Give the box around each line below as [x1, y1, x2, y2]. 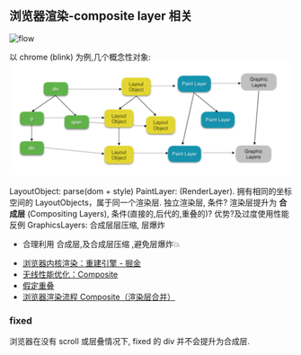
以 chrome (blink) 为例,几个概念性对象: [9, 51, 151, 62]
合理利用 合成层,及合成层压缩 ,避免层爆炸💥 [22, 238, 181, 249]
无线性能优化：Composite [22, 269, 119, 280]
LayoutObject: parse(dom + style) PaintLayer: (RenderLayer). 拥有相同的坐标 [9, 185, 292, 196]
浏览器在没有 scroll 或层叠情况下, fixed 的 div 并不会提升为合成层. [9, 335, 250, 346]
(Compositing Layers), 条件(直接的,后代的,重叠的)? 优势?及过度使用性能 [26, 208, 290, 218]
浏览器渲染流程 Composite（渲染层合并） [22, 291, 175, 302]
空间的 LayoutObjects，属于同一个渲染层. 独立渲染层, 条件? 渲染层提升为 [9, 197, 278, 208]
